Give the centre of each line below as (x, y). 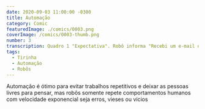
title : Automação (28, 18)
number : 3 (19, 40)
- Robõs (22, 69)
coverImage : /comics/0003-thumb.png (53, 35)
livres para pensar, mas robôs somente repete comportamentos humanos (99, 93)
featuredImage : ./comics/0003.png (50, 29)
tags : (13, 52)
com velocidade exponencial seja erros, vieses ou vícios (77, 99)
